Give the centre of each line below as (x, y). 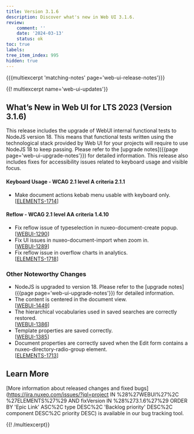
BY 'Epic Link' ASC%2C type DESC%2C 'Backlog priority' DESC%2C (89, 407)
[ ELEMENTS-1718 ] (36, 259)
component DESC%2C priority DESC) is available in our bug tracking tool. (95, 413)
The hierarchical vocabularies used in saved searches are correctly (96, 312)
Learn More (28, 374)
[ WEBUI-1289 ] (32, 246)
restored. (25, 318)
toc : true (18, 45)
